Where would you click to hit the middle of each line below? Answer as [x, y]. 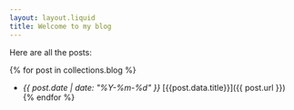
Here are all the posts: [51, 52]
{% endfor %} [49, 97]
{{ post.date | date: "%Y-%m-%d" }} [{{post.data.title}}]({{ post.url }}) [154, 87]
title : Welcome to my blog [61, 26]
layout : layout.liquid [52, 18]
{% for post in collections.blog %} [73, 70]
